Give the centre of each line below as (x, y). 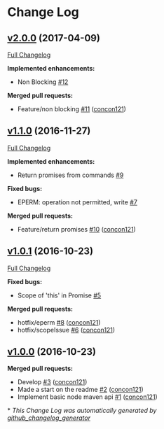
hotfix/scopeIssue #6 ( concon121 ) (66, 330)
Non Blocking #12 (43, 82)
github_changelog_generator (49, 418)
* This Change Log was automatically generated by (82, 411)
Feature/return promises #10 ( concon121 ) (77, 229)
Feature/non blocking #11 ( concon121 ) (71, 109)
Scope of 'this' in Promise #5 (59, 295)
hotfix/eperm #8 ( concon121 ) (59, 322)
